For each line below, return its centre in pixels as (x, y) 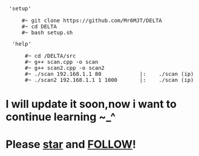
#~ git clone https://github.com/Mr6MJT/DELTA (92, 20)
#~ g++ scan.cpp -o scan (61, 62)
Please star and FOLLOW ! (71, 145)
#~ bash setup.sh (47, 33)
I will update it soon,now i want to (91, 104)
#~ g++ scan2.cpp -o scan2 (65, 68)
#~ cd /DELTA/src (50, 56)
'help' (21, 44)
